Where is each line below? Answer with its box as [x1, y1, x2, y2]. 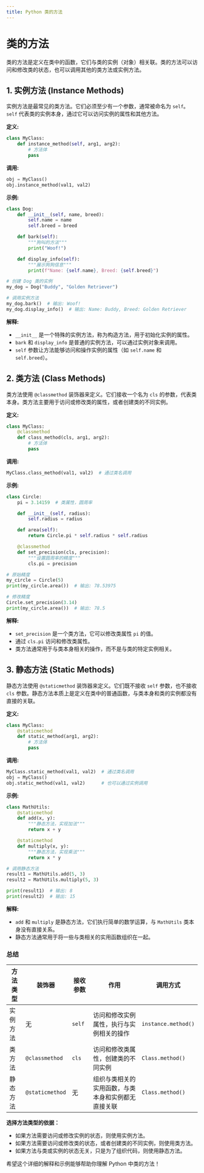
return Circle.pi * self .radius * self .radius [28, 533, 148, 539]
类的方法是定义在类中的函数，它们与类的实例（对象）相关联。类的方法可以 [6, 58, 192, 66]
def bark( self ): [17, 234, 59, 240]
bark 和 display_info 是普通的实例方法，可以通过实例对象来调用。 [15, 338, 181, 346]
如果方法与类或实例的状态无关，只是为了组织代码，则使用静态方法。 [15, 1147, 186, 1155]
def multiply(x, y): [17, 843, 69, 849]
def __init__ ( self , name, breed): [17, 211, 104, 218]
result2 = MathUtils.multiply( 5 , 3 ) [6, 877, 99, 883]
